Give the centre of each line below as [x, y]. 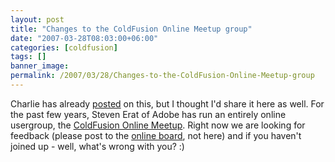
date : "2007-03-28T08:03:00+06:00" [84, 38]
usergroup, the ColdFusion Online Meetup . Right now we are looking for [158, 125]
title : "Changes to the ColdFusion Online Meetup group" [131, 29]
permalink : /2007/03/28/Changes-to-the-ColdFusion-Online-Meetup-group [162, 76]
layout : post [37, 19]
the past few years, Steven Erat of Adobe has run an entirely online [148, 114]
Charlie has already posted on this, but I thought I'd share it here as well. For [167, 103]
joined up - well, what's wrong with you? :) [97, 146]
